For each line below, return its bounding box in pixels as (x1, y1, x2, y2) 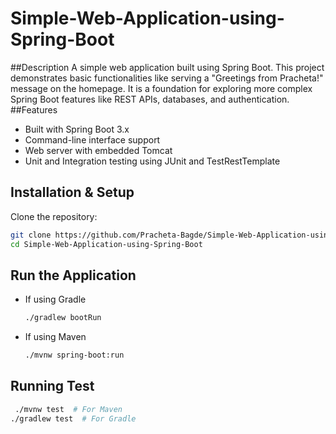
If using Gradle (24, 293, 87, 306)
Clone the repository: (10, 210, 98, 222)
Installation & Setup (10, 184, 135, 201)
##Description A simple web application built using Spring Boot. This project (10, 61, 325, 73)
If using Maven (24, 331, 87, 343)
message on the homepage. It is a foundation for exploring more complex (10, 82, 313, 94)
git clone (10, 230, 52, 240)
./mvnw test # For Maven (14, 404, 123, 414)
